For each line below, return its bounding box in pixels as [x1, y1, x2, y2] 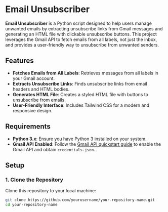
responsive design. [12, 107, 53, 113]
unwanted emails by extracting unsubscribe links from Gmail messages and [5, 25, 163, 31]
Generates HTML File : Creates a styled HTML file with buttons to [12, 91, 148, 97]
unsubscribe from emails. [12, 97, 66, 103]
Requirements [5, 122, 51, 131]
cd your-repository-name [5, 202, 58, 207]
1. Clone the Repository [5, 176, 63, 183]
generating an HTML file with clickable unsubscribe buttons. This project [5, 31, 157, 37]
